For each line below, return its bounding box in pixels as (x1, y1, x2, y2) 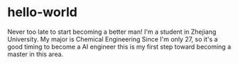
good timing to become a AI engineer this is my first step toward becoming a (7, 42, 232, 51)
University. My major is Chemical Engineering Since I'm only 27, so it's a (7, 34, 218, 43)
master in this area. (7, 50, 64, 58)
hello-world (7, 4, 78, 20)
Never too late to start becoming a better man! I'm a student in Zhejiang (7, 27, 217, 36)
